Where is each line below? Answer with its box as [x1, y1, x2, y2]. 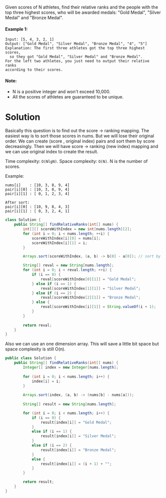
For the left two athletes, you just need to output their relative [5, 59, 150, 64]
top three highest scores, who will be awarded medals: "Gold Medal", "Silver [5, 9, 161, 15]
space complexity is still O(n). [5, 346, 66, 352]
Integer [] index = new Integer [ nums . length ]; [23, 365, 119, 370]
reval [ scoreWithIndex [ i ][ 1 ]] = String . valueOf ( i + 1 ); [40, 304, 157, 309]
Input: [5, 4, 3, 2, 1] [5, 37, 55, 42]
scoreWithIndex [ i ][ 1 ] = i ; [31, 240, 88, 246]
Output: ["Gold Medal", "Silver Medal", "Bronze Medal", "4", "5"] [5, 42, 148, 47]
